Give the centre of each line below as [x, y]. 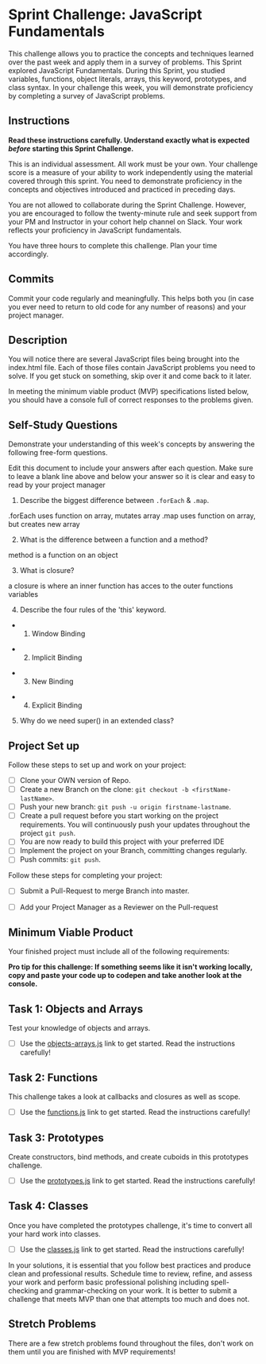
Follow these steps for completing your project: [85, 875]
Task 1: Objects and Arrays [76, 1009]
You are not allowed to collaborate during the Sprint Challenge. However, [127, 205]
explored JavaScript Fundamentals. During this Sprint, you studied [117, 70]
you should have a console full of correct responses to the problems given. [131, 400]
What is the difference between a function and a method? [114, 540]
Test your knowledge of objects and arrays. [79, 1028]
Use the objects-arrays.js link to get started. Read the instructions [127, 1043]
